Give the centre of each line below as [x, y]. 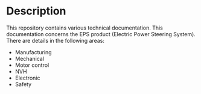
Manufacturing [33, 52]
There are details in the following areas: [55, 40]
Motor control [32, 65]
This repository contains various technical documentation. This [85, 28]
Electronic [27, 78]
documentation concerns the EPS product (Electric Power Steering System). [101, 34]
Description [36, 11]
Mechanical [29, 58]
